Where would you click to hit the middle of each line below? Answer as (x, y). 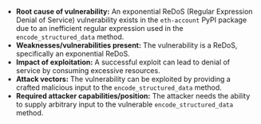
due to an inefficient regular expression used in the (99, 28)
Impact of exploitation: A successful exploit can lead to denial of (123, 62)
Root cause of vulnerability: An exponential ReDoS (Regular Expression (134, 12)
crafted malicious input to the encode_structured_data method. (119, 87)
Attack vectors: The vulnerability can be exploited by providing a (123, 79)
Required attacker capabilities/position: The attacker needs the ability (133, 96)
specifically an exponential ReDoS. (73, 54)
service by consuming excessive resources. (88, 70)
